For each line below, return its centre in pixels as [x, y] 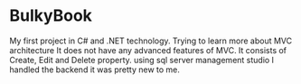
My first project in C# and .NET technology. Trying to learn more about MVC [151, 41]
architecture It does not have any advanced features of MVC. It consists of [148, 50]
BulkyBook [51, 16]
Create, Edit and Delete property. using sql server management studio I [141, 60]
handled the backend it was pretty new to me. [95, 70]
